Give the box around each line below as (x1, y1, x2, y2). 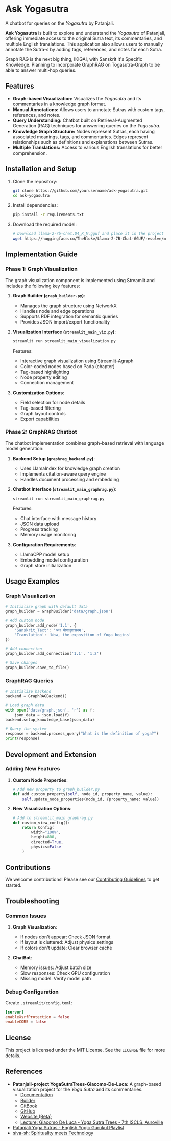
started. (5, 882, 22, 888)
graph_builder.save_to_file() (5, 665, 70, 671)
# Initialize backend (5, 689, 52, 694)
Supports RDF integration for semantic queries (20, 313, 118, 319)
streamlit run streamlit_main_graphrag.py (12, 496, 105, 501)
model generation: (5, 445, 44, 451)
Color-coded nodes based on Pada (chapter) (20, 363, 115, 369)
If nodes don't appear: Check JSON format (20, 934, 111, 940)
